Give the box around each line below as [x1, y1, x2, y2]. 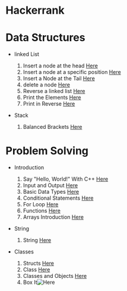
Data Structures [5, 31, 85, 45]
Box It [23, 278, 37, 286]
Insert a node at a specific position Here [23, 69, 121, 76]
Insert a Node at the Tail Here [23, 75, 96, 82]
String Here [23, 237, 52, 244]
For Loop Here [23, 201, 59, 208]
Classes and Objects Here [23, 273, 87, 280]
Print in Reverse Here [23, 100, 75, 107]
